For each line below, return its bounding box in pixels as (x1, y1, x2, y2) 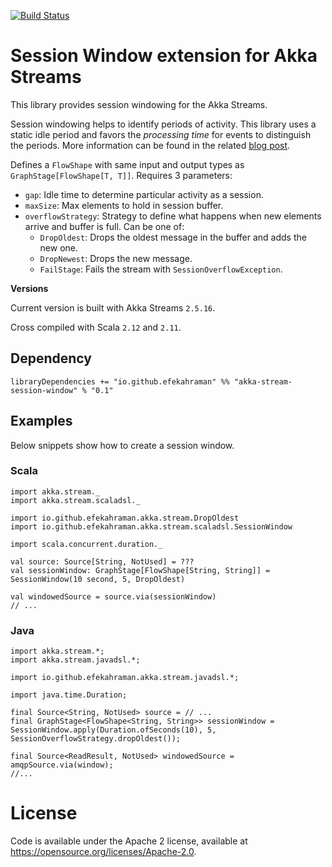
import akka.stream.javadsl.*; (10, 655, 141, 665)
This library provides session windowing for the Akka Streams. (10, 98, 268, 110)
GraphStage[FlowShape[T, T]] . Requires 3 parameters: (10, 169, 233, 181)
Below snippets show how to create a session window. (10, 439, 235, 451)
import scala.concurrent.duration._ (10, 539, 163, 549)
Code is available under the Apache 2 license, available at (10, 835, 248, 847)
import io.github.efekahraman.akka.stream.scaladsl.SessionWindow (10, 521, 293, 532)
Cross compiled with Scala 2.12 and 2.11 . (10, 321, 182, 333)
